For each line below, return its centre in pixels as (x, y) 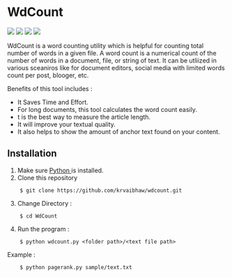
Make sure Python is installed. (60, 170)
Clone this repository (47, 177)
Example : (22, 254)
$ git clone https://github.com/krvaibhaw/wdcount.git (101, 190)
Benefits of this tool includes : (50, 88)
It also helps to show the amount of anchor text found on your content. (119, 131)
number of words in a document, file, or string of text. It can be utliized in (112, 60)
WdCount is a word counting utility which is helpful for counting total (106, 45)
